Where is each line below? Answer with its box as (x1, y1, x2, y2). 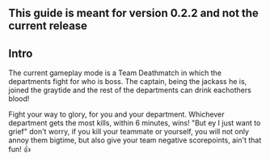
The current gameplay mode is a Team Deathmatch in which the (8, 68, 222, 78)
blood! (8, 94, 30, 104)
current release (8, 19, 87, 33)
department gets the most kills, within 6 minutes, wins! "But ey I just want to (8, 118, 261, 128)
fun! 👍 (8, 145, 31, 155)
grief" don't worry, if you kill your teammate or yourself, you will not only (8, 127, 249, 137)
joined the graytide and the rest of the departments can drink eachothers (8, 85, 252, 95)
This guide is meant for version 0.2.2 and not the (8, 6, 259, 20)
